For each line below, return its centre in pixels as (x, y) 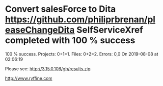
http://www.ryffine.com (29, 78)
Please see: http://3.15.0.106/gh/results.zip (48, 69)
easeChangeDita (40, 30)
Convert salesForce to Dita (61, 9)
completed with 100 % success (70, 41)
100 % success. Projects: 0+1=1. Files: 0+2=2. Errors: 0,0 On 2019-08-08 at (82, 54)
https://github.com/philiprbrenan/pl (80, 19)
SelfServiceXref (110, 30)
